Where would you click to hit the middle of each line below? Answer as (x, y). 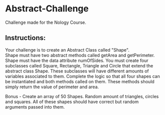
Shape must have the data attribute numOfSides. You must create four (77, 60)
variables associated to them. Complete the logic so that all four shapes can (82, 76)
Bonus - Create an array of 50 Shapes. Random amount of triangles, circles (82, 96)
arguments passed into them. (35, 107)
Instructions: (26, 38)
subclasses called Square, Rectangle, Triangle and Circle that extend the (79, 65)
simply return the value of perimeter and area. (52, 87)
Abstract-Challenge (47, 9)
